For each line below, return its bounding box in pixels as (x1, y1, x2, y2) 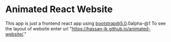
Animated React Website (5, 4, 113, 15)
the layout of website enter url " (5, 25, 72, 31)
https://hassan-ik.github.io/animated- (71, 25, 151, 31)
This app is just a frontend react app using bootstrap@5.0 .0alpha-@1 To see (5, 20, 166, 26)
